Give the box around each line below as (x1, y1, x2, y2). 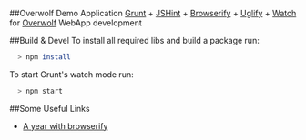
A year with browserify (22, 120, 108, 131)
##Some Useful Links (9, 103, 90, 114)
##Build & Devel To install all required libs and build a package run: (9, 35, 260, 45)
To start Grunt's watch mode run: (9, 68, 134, 80)
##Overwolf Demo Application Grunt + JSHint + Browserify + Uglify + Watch (9, 8, 297, 18)
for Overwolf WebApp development (9, 17, 143, 28)
